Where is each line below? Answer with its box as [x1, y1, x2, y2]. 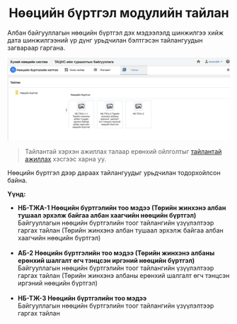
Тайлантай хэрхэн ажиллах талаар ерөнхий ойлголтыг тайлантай [24, 147, 222, 155]
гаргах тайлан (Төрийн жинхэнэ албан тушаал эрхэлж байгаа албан [17, 225, 224, 235]
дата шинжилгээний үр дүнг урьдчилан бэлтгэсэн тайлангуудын [7, 35, 203, 44]
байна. [7, 176, 28, 184]
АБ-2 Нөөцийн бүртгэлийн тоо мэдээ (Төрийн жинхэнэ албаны [17, 248, 215, 257]
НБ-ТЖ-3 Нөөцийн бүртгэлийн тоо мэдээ [17, 294, 147, 302]
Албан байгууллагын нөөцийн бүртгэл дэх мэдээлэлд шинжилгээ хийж [7, 28, 224, 37]
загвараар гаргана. [7, 43, 66, 52]
